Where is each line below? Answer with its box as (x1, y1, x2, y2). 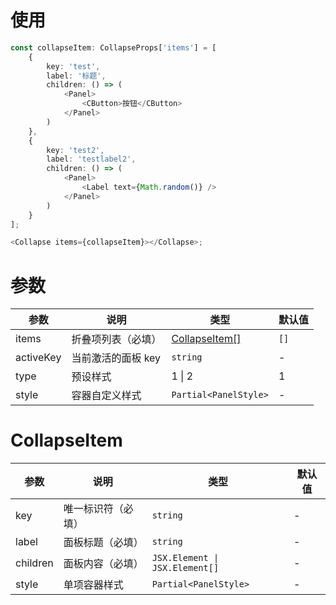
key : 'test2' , (46, 145, 105, 155)
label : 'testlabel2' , (46, 154, 137, 165)
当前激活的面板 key (71, 351, 162, 365)
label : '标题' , (46, 71, 107, 81)
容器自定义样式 (71, 389, 142, 403)
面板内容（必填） (63, 557, 144, 571)
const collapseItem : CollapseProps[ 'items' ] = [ (10, 42, 217, 53)
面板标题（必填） (63, 536, 144, 550)
